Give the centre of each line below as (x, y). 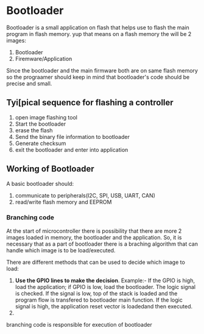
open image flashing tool (46, 117)
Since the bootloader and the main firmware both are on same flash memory (102, 70)
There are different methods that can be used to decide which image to (96, 262)
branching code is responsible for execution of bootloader (79, 324)
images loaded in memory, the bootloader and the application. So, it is (94, 237)
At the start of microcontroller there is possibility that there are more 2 (94, 231)
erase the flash (34, 130)
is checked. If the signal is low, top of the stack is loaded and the (96, 293)
